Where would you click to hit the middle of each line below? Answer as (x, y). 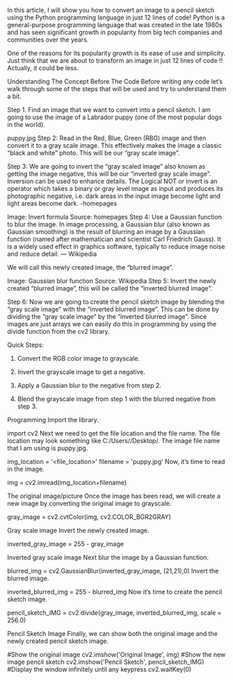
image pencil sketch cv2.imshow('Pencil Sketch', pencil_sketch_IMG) (106, 662)
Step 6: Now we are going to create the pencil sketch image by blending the (116, 302)
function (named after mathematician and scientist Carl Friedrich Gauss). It (114, 239)
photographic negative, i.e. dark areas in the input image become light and (114, 196)
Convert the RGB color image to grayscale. (79, 358)
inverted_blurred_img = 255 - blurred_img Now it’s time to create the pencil (115, 592)
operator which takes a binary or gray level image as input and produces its (115, 188)
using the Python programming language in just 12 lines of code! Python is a (116, 17)
